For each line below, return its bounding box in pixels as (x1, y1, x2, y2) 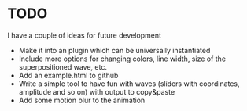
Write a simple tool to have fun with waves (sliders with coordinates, (18, 79, 241, 88)
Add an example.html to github (18, 70, 119, 80)
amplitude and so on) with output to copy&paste (18, 87, 175, 96)
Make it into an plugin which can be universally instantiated (18, 45, 211, 55)
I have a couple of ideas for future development (7, 30, 162, 40)
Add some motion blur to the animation (18, 95, 146, 105)
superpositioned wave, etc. (18, 62, 108, 71)
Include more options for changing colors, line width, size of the (18, 54, 226, 63)
